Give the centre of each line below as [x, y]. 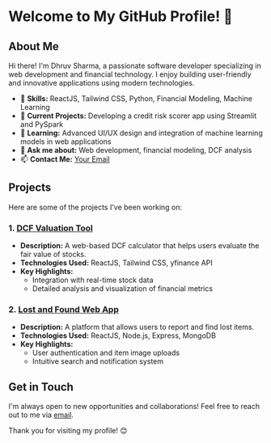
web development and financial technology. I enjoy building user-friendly [130, 74]
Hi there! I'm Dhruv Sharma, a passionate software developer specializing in [135, 65]
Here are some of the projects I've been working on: [95, 207]
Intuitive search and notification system [98, 361]
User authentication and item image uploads [106, 353]
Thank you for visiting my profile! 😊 [68, 431]
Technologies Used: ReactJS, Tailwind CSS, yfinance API [116, 263]
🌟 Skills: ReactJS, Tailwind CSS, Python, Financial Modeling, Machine [136, 99]
